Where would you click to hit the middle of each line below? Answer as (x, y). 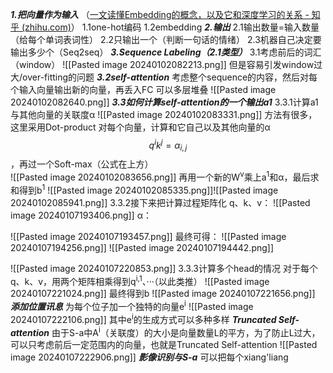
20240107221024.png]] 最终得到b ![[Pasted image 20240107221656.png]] (163, 294)
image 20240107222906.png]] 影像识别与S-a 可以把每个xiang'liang (149, 357)
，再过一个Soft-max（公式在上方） (82, 164)
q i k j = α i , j (168, 145)
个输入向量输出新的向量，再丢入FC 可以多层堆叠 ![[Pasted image (143, 89)
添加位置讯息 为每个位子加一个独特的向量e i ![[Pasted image (132, 306)
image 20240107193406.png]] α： (81, 215)
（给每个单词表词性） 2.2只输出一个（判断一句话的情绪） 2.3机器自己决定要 (166, 39)
